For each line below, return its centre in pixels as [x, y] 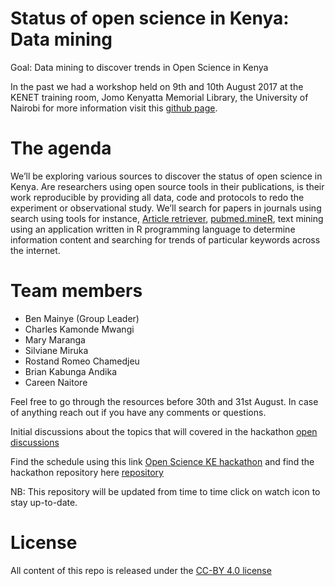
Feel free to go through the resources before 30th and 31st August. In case [164, 401]
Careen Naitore [56, 382]
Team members [76, 291]
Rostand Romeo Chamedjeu [82, 361]
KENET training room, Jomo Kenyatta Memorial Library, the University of [159, 97]
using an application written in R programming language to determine [153, 229]
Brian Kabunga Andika [71, 371]
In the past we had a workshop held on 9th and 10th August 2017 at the [157, 86]
